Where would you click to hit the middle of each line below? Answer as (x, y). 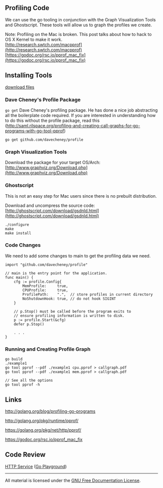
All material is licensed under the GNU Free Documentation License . (73, 480)
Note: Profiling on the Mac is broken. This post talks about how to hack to (78, 34)
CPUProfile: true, (45, 290)
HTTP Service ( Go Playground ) (36, 466)
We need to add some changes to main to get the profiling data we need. (78, 256)
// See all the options (29, 381)
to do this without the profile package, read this (52, 120)
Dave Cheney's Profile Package (43, 100)
